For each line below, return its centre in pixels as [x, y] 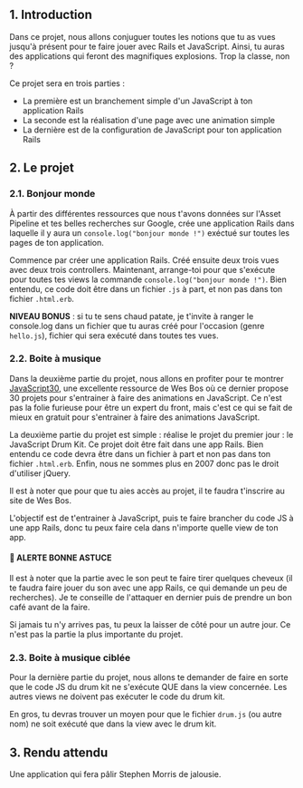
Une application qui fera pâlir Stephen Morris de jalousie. [115, 774]
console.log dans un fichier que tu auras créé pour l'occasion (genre [137, 326]
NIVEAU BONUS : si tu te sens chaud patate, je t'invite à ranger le [132, 316]
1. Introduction [51, 15]
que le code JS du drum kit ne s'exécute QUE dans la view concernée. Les [148, 687]
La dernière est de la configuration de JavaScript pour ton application [152, 130]
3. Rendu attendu [59, 752]
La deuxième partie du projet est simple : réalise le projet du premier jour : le [151, 434]
